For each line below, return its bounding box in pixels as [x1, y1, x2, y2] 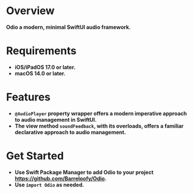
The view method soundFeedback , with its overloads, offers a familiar [14, 122, 184, 129]
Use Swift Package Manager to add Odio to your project [14, 169, 154, 176]
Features [6, 91, 51, 104]
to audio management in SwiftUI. [14, 116, 97, 123]
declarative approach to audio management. [14, 128, 126, 136]
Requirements [6, 44, 77, 58]
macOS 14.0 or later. [14, 69, 66, 77]
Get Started [6, 149, 64, 162]
